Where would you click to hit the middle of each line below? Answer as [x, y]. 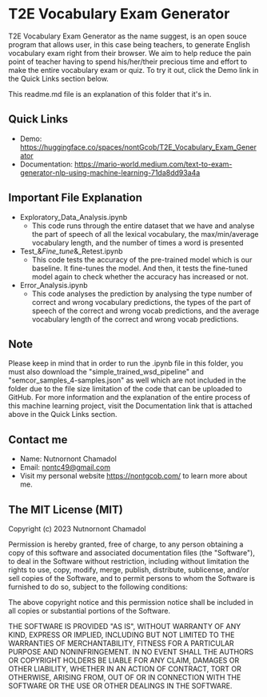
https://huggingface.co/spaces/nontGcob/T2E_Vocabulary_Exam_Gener [138, 147]
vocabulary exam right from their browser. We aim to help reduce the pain [130, 53]
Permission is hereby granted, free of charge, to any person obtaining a [126, 544]
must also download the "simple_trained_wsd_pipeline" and [106, 372]
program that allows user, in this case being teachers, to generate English [129, 44]
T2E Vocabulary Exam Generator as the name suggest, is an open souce [128, 36]
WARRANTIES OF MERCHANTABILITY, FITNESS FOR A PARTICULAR [121, 643]
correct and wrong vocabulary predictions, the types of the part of [141, 302]
